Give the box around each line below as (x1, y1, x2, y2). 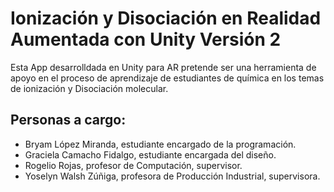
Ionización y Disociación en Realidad (10, 7, 322, 30)
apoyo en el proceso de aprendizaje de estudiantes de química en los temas (10, 72, 325, 84)
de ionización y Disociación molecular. (10, 82, 169, 94)
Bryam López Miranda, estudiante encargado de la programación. (24, 138, 297, 150)
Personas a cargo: (10, 112, 127, 129)
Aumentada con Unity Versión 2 (10, 28, 282, 51)
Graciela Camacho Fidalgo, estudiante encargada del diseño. (24, 148, 277, 161)
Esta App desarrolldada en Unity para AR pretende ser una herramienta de (10, 61, 317, 73)
